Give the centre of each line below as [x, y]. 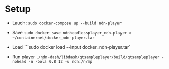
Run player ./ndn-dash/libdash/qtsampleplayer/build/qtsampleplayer [86, 57]
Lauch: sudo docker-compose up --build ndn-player [67, 23]
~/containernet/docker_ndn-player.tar [53, 38]
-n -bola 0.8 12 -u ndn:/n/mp [61, 61]
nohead [19, 61]
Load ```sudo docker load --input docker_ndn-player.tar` [71, 47]
